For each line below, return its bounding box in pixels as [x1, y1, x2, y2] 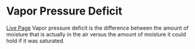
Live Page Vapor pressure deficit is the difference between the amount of [6, 24, 189, 31]
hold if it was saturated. [6, 37, 65, 44]
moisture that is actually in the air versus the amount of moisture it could [6, 30, 186, 38]
